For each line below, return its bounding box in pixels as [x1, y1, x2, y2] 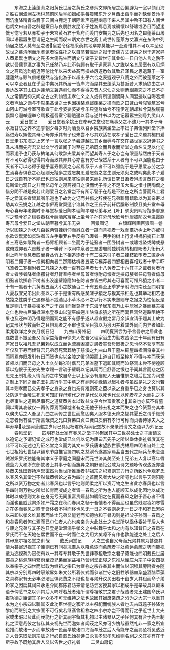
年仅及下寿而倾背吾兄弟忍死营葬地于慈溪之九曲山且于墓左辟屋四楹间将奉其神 [5, 347, 165, 353]
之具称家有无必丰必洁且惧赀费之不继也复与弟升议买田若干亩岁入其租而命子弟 [5, 576, 165, 581]
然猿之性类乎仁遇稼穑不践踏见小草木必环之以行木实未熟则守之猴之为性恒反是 [5, 297, 165, 302]
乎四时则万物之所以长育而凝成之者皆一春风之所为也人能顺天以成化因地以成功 [5, 487, 165, 493]
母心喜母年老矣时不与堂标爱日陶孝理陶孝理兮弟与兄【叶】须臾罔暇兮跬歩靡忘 [5, 208, 165, 213]
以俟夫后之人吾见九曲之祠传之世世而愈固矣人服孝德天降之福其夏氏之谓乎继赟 [5, 411, 165, 416]
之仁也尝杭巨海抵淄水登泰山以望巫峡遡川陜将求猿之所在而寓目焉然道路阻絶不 [5, 309, 165, 315]
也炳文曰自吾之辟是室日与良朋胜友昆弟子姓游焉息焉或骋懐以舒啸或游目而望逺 [5, 23, 165, 29]
